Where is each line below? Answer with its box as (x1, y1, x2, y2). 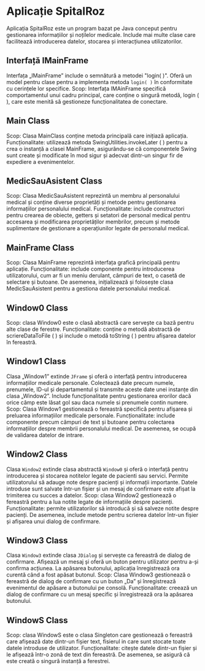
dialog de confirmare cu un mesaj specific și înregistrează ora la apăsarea (6, 591, 193, 598)
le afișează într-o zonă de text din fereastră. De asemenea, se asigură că (6, 651, 190, 658)
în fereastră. (6, 339, 37, 346)
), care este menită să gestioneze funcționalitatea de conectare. (6, 98, 168, 105)
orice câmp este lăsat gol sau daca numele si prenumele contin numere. (6, 398, 188, 406)
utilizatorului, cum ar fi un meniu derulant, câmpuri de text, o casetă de (6, 272, 185, 279)
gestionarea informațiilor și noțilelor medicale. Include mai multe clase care (6, 31, 196, 38)
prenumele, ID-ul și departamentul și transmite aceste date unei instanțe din (6, 386, 198, 393)
